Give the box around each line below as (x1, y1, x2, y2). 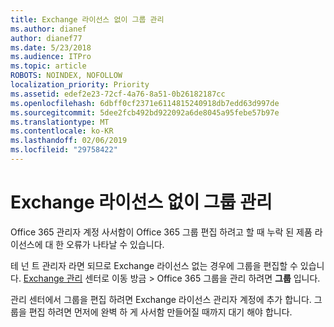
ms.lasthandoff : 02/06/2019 (10, 136, 128, 146)
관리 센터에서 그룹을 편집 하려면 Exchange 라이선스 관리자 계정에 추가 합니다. (10, 293, 312, 305)
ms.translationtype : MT (10, 117, 110, 127)
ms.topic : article (10, 61, 87, 71)
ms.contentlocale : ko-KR (10, 126, 114, 136)
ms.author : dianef (10, 24, 87, 34)
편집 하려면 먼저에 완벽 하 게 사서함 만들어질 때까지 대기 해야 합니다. (28, 306, 293, 318)
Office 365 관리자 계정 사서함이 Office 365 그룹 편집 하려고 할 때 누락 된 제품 (10, 226, 313, 238)
